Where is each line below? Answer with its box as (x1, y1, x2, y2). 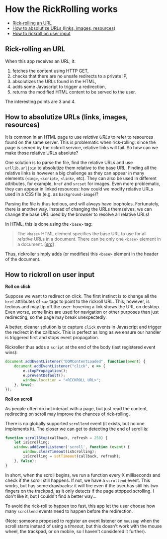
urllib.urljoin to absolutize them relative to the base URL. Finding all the (5, 165, 157, 171)
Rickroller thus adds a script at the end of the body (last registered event (5, 344, 156, 350)
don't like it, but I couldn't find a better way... (5, 493, 97, 499)
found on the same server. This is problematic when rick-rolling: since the (5, 139, 156, 145)
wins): (5, 350, 18, 356)
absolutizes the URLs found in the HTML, (12, 78, 97, 84)
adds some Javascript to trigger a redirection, (12, 84, 106, 90)
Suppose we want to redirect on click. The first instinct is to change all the (5, 293, 157, 299)
